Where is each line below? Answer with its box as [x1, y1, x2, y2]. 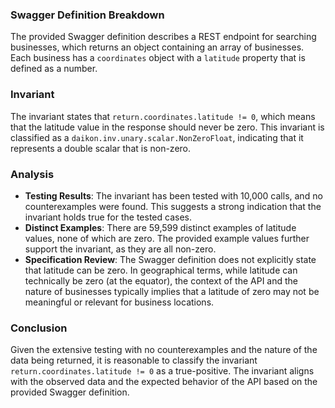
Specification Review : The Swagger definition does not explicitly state [24, 253, 317, 265]
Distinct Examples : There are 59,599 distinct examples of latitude [24, 221, 297, 233]
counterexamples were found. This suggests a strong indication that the [24, 200, 322, 212]
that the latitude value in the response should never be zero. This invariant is [10, 121, 325, 133]
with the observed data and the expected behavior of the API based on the [10, 376, 318, 388]
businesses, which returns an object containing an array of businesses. [10, 41, 305, 53]
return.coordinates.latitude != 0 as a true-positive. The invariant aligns [10, 365, 315, 377]
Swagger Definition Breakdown [10, 8, 165, 22]
